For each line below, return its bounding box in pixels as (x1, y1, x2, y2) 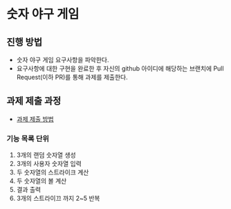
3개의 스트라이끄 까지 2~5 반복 (16, 194, 100, 203)
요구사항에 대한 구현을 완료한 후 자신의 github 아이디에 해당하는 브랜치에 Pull (16, 64, 224, 73)
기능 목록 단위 (6, 134, 50, 143)
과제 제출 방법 (16, 115, 54, 123)
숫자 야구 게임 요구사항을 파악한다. (16, 56, 109, 64)
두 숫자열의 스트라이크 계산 (16, 168, 89, 176)
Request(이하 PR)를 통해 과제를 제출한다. (16, 73, 129, 81)
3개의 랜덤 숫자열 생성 (16, 151, 77, 159)
